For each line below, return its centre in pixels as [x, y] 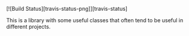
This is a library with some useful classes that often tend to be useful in [95, 20]
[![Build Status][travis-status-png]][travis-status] [67, 9]
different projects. [28, 27]
